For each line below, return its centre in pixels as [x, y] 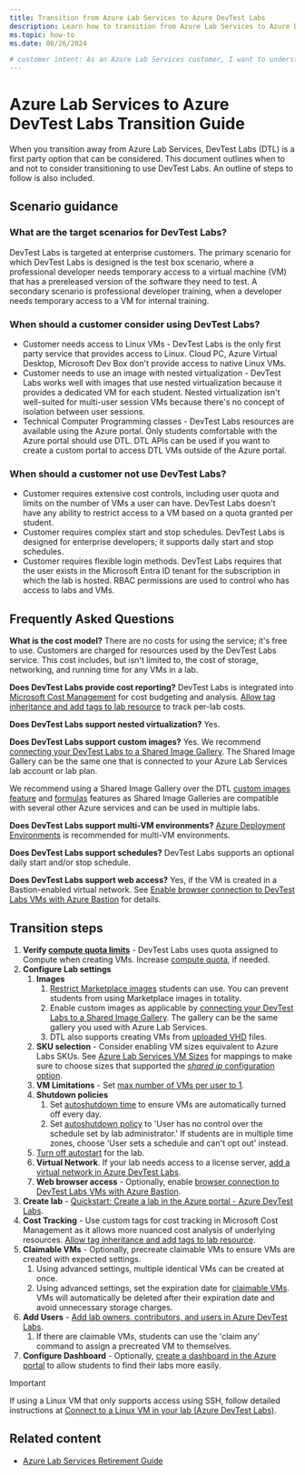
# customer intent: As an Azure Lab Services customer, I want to [138, 60]
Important [28, 1382]
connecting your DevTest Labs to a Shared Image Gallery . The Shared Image [152, 752]
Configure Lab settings [67, 968]
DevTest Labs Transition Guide [127, 124]
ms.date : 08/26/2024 [49, 43]
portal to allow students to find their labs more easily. [122, 1365]
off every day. [75, 1114]
